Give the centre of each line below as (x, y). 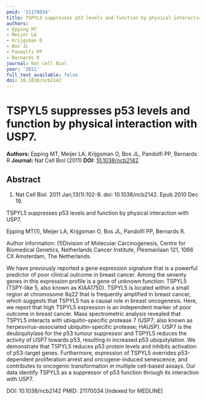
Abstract (24, 179)
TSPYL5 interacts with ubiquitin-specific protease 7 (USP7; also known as (100, 320)
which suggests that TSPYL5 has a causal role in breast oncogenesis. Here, (102, 301)
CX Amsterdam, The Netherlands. (49, 256)
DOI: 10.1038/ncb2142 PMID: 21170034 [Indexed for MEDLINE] (85, 391)
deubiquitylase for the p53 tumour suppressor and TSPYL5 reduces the (97, 333)
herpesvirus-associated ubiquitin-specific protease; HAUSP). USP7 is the (99, 326)
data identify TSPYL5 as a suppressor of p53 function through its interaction (103, 372)
